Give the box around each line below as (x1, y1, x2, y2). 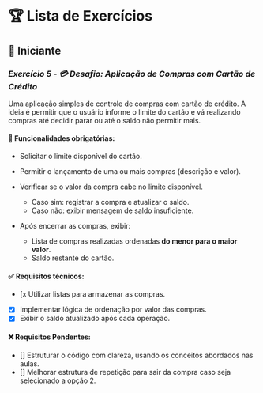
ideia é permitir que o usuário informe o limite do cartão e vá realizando (8, 107, 241, 116)
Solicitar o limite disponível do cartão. (19, 152, 142, 161)
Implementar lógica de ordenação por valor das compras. (19, 304, 207, 314)
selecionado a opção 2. (19, 376, 96, 385)
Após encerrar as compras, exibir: (19, 221, 131, 231)
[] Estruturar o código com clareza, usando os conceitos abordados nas (19, 350, 254, 360)
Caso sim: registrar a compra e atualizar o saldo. (31, 198, 190, 207)
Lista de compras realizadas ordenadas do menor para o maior (31, 236, 238, 246)
